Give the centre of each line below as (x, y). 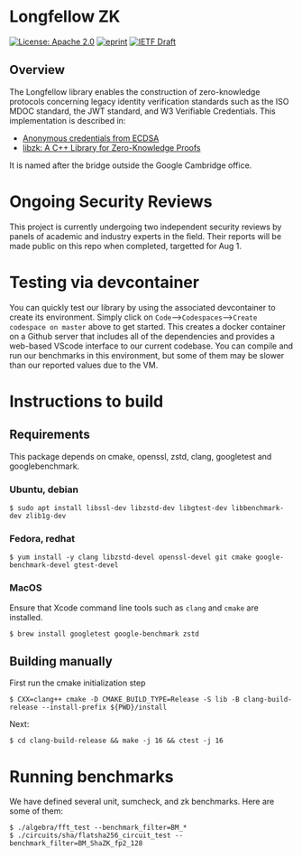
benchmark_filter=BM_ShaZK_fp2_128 (76, 843)
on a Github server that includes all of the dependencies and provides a (142, 336)
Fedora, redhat (42, 538)
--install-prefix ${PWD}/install (105, 708)
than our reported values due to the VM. (84, 365)
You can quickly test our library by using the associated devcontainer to (143, 307)
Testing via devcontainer (105, 282)
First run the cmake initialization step (78, 683)
